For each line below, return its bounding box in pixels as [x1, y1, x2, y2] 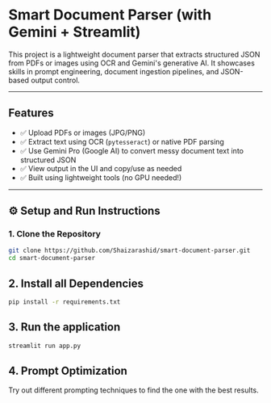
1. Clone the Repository [8, 229, 101, 240]
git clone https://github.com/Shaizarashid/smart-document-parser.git [8, 246, 251, 255]
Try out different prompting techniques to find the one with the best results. [8, 385, 260, 395]
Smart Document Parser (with [8, 6, 212, 24]
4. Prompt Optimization [8, 363, 127, 377]
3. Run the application [8, 321, 121, 334]
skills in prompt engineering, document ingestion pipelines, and [8, 66, 219, 76]
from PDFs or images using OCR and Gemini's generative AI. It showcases [8, 58, 256, 68]
